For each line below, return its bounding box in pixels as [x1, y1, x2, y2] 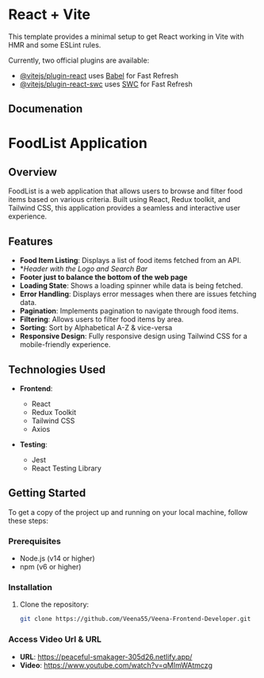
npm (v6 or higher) [19, 562, 82, 572]
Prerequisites [8, 535, 61, 547]
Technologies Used [8, 363, 105, 376]
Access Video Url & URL [8, 634, 101, 645]
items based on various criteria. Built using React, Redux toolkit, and [8, 195, 231, 204]
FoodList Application [8, 134, 148, 152]
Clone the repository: [19, 600, 90, 609]
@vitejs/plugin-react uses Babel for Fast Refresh [19, 70, 179, 80]
